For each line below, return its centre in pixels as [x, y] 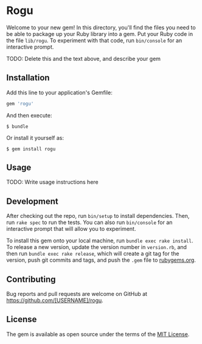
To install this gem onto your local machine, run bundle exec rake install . [100, 240]
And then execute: [29, 115]
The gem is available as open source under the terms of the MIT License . [98, 334]
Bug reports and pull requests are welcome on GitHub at [77, 294]
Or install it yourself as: [35, 138]
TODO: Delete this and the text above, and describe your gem [84, 58]
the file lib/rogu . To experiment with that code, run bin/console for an [94, 40]
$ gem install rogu [31, 149]
